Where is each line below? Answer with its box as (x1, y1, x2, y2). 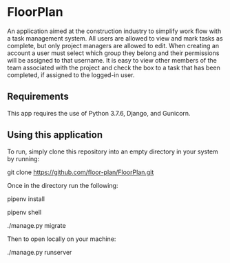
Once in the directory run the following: (7, 181, 118, 189)
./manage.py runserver (7, 248, 72, 256)
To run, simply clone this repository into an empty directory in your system (7, 147, 218, 156)
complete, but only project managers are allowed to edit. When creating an (7, 41, 219, 50)
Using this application (7, 129, 103, 141)
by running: (7, 154, 40, 162)
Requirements (7, 91, 69, 103)
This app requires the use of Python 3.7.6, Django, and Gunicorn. (7, 109, 191, 117)
